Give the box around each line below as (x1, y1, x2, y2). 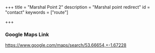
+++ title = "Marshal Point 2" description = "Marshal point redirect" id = (5, 4, 150, 10)
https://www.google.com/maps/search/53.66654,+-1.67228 (5, 42, 126, 48)
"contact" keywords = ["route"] (5, 9, 68, 15)
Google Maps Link (5, 31, 49, 38)
